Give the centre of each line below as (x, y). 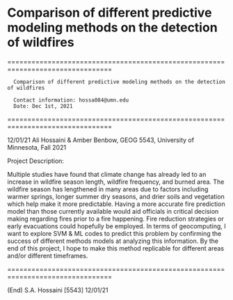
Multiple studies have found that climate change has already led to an (107, 174)
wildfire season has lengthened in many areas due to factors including (108, 189)
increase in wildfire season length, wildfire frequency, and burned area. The (116, 182)
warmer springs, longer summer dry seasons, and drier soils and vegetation (116, 196)
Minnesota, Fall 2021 (37, 147)
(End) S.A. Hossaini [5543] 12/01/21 (58, 290)
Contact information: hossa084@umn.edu (71, 100)
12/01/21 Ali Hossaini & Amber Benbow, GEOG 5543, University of (101, 140)
